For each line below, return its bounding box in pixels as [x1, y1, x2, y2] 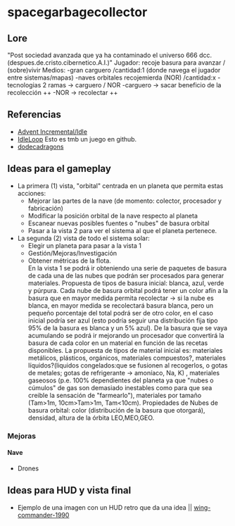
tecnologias [7, 81, 42, 89]
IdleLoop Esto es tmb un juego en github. [17, 134, 137, 143]
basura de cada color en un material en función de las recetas [27, 339, 208, 347]
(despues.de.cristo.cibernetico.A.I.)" [7, 58, 113, 67]
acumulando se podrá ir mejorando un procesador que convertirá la [27, 331, 224, 339]
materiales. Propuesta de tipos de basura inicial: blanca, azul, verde [27, 279, 224, 287]
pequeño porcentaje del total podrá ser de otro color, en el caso [27, 308, 213, 317]
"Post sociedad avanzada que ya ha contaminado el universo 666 [7, 51, 198, 59]
